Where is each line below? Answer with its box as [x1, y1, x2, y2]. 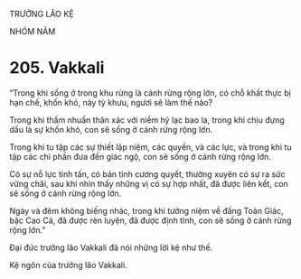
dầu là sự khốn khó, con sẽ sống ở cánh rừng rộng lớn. [9, 124, 213, 135]
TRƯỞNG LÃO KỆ [9, 9, 74, 19]
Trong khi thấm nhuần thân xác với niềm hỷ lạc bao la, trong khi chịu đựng [9, 114, 285, 126]
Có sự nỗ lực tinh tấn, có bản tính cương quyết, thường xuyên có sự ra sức [9, 168, 286, 180]
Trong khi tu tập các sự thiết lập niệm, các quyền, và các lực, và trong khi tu [9, 141, 292, 153]
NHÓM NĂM [9, 26, 56, 36]
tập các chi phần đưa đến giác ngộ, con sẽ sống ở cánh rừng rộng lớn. [9, 151, 271, 162]
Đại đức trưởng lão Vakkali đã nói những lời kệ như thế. [9, 242, 213, 253]
